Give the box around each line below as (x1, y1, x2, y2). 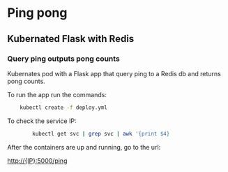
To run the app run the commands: (7, 90, 107, 99)
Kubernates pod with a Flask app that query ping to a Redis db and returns (7, 69, 221, 78)
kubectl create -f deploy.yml (20, 103, 108, 111)
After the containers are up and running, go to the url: (7, 143, 161, 151)
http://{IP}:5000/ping (7, 156, 68, 165)
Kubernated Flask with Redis (7, 33, 135, 45)
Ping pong (7, 5, 68, 21)
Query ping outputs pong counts (7, 54, 120, 64)
